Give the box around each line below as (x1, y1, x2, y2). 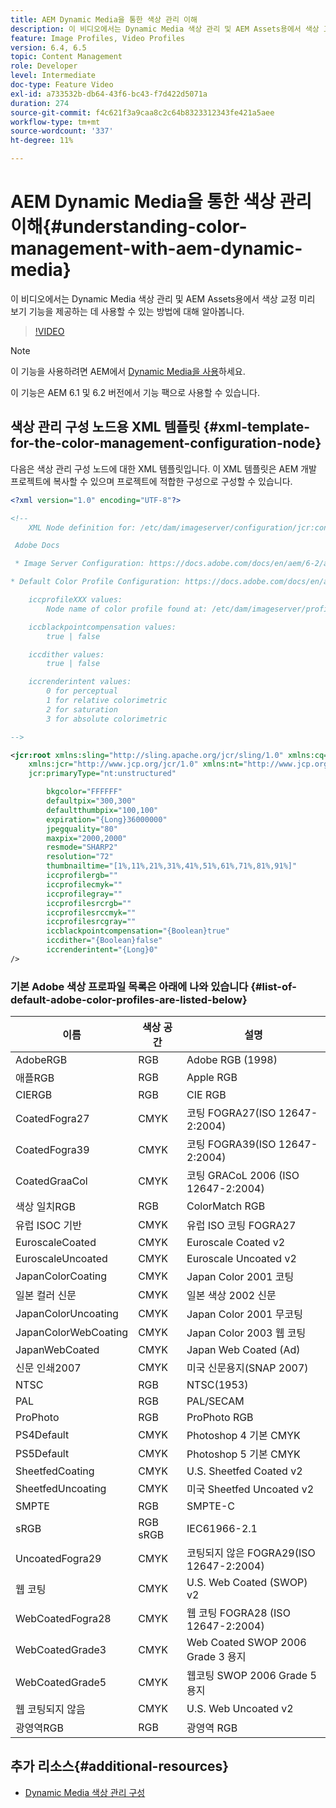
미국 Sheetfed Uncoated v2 (186, 1482, 315, 1496)
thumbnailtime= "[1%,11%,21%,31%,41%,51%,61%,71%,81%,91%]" (46, 861, 298, 871)
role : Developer (10, 61, 78, 71)
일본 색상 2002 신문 (186, 1289, 277, 1303)
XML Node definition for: (28, 522, 137, 533)
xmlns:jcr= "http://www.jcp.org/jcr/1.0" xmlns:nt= (28, 759, 244, 770)
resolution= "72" (46, 852, 114, 862)
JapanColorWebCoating (15, 1326, 129, 1340)
